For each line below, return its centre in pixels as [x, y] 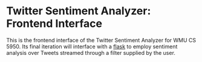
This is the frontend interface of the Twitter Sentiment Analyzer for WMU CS [101, 40]
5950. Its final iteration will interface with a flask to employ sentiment [92, 46]
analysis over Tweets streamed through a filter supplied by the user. [91, 52]
